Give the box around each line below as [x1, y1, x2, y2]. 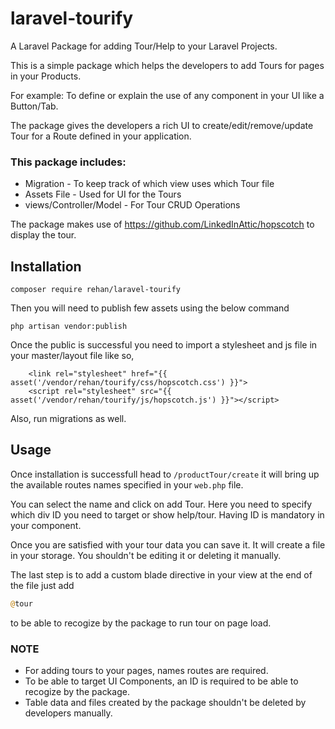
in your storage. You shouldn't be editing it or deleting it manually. [10, 549, 282, 561]
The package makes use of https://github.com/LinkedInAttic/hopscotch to [10, 218, 315, 231]
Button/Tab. [10, 100, 59, 112]
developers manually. [24, 707, 113, 719]
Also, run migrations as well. [10, 413, 127, 425]
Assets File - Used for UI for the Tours [24, 188, 182, 201]
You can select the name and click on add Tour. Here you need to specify [10, 498, 313, 510]
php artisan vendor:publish [10, 322, 128, 332]
